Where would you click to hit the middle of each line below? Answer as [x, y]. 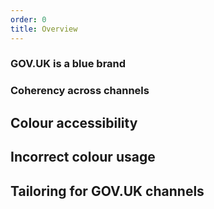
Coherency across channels [80, 91]
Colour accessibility [74, 122]
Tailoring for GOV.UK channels [107, 191]
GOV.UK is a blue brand [68, 64]
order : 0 [28, 19]
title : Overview [44, 29]
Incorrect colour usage [83, 157]
